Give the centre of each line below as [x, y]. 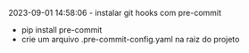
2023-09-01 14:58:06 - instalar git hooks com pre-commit [115, 13]
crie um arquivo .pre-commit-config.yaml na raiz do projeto [130, 39]
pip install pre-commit [62, 30]
